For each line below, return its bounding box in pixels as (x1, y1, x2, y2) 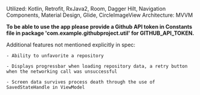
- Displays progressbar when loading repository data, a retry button (6, 63, 188, 69)
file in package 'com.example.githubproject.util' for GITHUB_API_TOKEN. (6, 29, 195, 37)
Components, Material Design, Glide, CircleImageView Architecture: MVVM (6, 11, 193, 19)
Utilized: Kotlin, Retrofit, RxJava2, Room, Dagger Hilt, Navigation (6, 5, 166, 12)
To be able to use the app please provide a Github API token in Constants (6, 23, 192, 30)
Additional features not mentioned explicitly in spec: (6, 41, 136, 48)
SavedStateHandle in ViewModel (6, 84, 85, 90)
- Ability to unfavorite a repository (6, 53, 104, 59)
